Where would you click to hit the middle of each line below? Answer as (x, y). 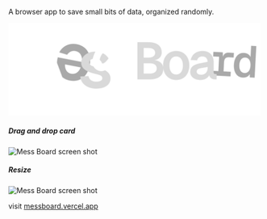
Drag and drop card (42, 131)
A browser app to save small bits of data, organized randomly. (111, 12)
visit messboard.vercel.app (53, 206)
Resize (20, 170)
